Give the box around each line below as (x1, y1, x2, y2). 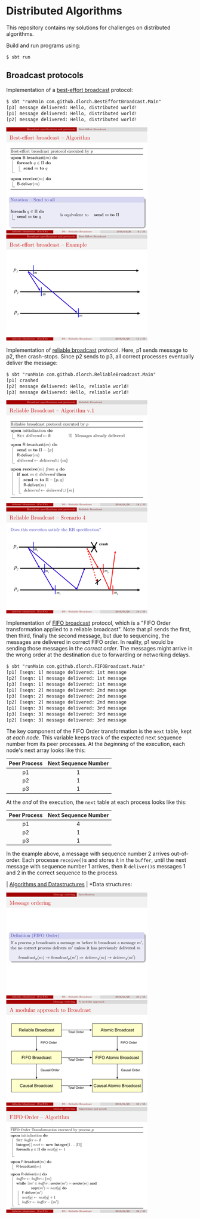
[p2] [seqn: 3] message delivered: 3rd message (6, 717, 127, 723)
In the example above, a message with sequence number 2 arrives (6, 850, 170, 858)
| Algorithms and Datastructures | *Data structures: (6, 881, 133, 888)
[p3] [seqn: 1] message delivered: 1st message (6, 681, 127, 687)
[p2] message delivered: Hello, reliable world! (6, 383, 130, 389)
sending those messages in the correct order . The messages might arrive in (6, 644, 193, 652)
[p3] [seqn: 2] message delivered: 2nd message (6, 693, 127, 699)
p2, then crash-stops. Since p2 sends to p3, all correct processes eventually (6, 352, 194, 360)
